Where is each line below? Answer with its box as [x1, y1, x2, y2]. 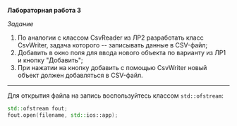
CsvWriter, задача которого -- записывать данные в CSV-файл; [17, 41, 208, 49]
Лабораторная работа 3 [7, 6, 81, 14]
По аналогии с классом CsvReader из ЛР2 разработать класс [17, 33, 204, 42]
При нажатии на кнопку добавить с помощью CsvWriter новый [17, 64, 207, 71]
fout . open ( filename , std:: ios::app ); [7, 111, 119, 119]
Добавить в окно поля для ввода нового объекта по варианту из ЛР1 [17, 49, 226, 57]
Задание [7, 20, 34, 28]
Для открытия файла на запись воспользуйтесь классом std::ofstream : [7, 91, 224, 100]
